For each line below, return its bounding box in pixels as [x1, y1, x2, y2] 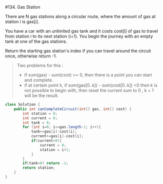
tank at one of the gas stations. [5, 38, 67, 44]
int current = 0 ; [22, 115, 57, 121]
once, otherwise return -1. [5, 53, 57, 59]
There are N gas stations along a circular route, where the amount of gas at [5, 14, 156, 19]
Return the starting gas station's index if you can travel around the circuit [5, 48, 151, 54]
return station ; [22, 166, 55, 170]
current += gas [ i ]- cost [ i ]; [31, 134, 84, 139]
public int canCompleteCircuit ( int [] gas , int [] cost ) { [14, 107, 132, 111]
